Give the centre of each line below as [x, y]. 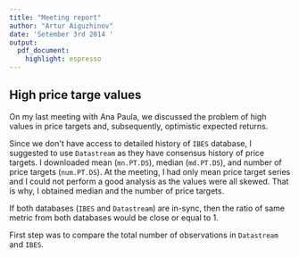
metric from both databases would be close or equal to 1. [114, 217]
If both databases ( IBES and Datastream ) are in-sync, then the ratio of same [147, 208]
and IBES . [27, 244]
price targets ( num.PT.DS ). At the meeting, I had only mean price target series [150, 171]
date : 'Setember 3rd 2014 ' [62, 34]
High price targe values [75, 95]
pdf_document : [43, 51]
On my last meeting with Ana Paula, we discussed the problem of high [138, 116]
